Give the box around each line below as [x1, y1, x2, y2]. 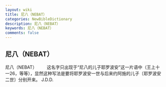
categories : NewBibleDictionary [5, 16, 72, 21]
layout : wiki [5, 7, 32, 12]
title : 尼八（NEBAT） [5, 12, 47, 17]
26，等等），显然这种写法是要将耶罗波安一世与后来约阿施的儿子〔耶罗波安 [9, 70, 162, 76]
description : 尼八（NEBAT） [5, 21, 61, 26]
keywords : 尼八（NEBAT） [5, 26, 54, 31]
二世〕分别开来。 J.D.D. [5, 77, 54, 83]
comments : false [5, 30, 39, 35]
